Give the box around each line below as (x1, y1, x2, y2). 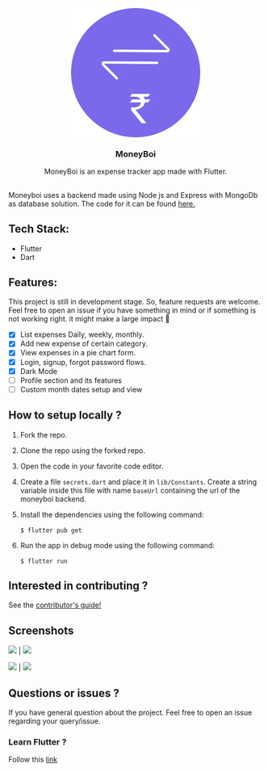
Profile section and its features (19, 376, 123, 385)
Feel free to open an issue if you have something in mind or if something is (8, 305, 257, 315)
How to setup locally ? (8, 409, 122, 422)
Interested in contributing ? (8, 578, 149, 593)
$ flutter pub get (19, 526, 82, 535)
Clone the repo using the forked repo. (19, 445, 145, 455)
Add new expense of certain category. (19, 339, 148, 349)
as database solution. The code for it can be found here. (8, 199, 195, 208)
